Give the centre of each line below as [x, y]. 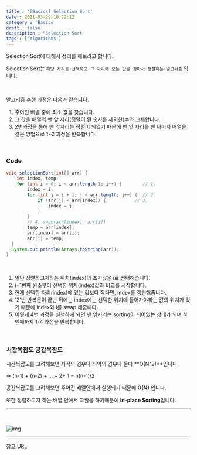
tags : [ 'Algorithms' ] [34, 39]
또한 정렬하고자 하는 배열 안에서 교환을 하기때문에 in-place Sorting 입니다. [91, 400]
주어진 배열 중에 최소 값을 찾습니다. [55, 112]
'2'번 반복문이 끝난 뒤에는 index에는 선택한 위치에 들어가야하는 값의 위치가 [99, 300]
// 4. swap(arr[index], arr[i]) [67, 222]
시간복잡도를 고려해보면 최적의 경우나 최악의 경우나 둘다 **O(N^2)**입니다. [92, 364]
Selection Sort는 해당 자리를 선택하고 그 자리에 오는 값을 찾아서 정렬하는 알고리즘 [94, 69]
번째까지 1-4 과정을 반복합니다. [50, 322]
